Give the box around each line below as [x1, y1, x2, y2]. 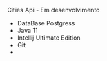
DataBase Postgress [17, 19, 75, 27]
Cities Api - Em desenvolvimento [7, 6, 100, 14]
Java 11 [17, 27, 38, 34]
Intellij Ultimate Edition [17, 34, 81, 42]
